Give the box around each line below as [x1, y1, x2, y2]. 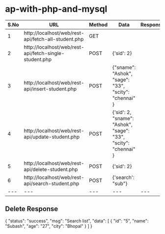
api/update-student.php [24, 133, 80, 140]
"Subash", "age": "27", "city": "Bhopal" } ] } [5, 223, 92, 229]
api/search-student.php [24, 180, 80, 187]
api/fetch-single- [24, 50, 65, 57]
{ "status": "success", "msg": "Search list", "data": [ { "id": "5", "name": [5, 218, 149, 224]
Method [89, 21, 108, 28]
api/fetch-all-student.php [24, 35, 84, 42]
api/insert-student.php [24, 85, 77, 92]
